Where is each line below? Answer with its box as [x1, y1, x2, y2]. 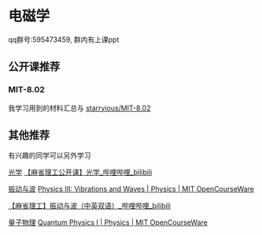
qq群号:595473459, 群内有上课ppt [8, 35, 120, 44]
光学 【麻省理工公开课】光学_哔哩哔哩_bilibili [8, 167, 153, 177]
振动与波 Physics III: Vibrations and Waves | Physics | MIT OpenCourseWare [8, 185, 254, 194]
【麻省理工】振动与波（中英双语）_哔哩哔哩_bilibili [8, 201, 172, 211]
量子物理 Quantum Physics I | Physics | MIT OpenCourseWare [8, 218, 208, 227]
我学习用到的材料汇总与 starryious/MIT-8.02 [8, 103, 151, 113]
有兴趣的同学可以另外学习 [8, 151, 91, 160]
